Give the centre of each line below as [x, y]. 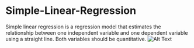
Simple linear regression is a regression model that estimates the [83, 27]
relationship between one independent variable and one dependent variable [97, 32]
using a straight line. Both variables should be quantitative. [76, 39]
